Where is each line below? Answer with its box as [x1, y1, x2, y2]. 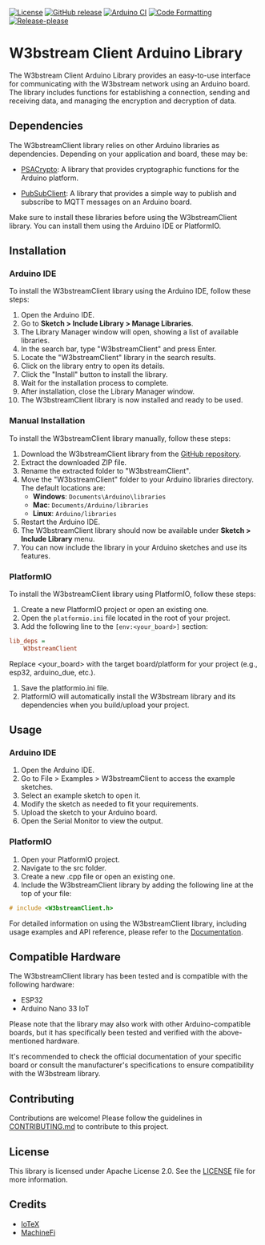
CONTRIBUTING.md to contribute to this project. [9, 1122, 169, 1131]
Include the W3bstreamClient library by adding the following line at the [20, 880, 254, 890]
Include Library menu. [20, 534, 95, 543]
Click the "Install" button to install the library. [20, 370, 168, 379]
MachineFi [20, 1227, 56, 1237]
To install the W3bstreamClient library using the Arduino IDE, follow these [9, 286, 251, 296]
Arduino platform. [20, 173, 79, 182]
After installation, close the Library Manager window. [20, 386, 195, 396]
